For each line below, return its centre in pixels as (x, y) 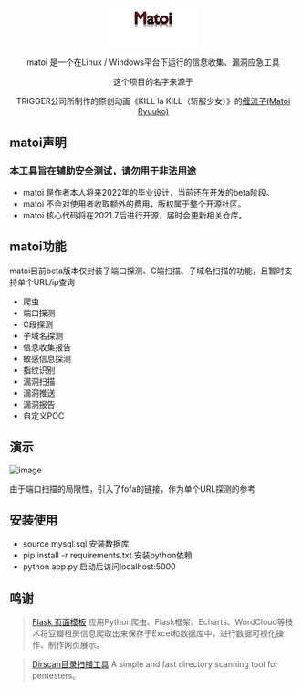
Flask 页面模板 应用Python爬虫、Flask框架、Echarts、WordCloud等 (158, 622)
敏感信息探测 (47, 358)
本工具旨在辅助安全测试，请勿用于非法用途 (103, 171)
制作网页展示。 (76, 645)
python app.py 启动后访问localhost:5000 (99, 567)
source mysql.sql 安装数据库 (76, 544)
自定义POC (43, 415)
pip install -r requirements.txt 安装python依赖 (108, 556)
